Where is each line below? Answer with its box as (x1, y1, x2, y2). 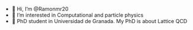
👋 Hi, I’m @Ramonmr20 (11, 6, 69, 12)
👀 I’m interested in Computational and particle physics (11, 12, 144, 18)
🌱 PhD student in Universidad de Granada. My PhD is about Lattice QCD (11, 18, 188, 24)
